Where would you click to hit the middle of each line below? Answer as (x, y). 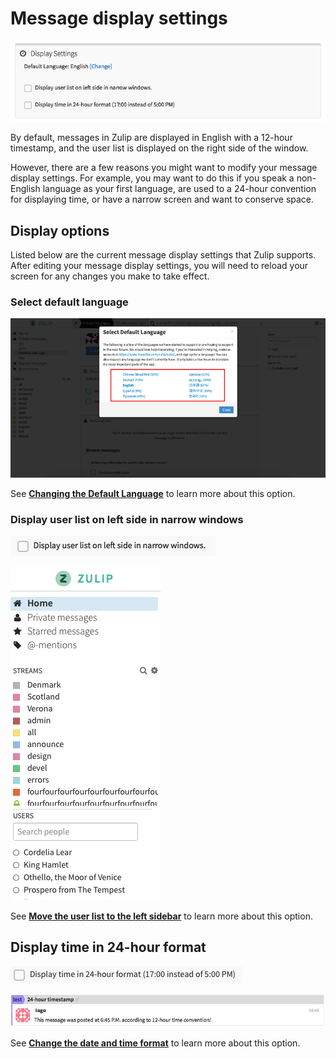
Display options (60, 230)
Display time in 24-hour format (108, 947)
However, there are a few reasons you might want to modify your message (164, 168)
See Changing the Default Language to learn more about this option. (153, 493)
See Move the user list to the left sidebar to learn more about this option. (161, 916)
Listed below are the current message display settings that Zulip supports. (163, 255)
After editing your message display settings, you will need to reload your (159, 266)
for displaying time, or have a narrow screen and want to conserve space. (162, 199)
